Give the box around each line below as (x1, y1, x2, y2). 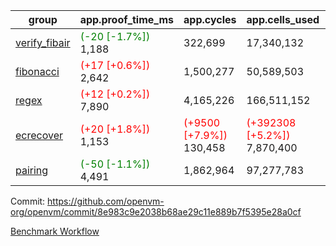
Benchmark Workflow (10, 225, 100, 237)
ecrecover (15, 129, 64, 142)
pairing (15, 164, 49, 177)
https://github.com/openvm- (47, 195, 165, 207)
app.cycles (183, 13, 237, 26)
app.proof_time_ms (79, 13, 175, 26)
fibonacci (15, 65, 60, 78)
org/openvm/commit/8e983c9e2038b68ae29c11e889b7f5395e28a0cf (10, 206, 302, 218)
